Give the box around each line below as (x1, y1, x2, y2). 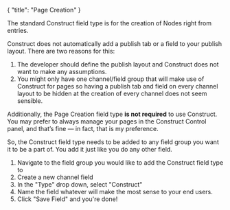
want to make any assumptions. (16, 68, 107, 75)
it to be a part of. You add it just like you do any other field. (7, 145, 173, 153)
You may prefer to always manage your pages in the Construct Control (7, 117, 207, 126)
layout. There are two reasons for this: (7, 47, 115, 55)
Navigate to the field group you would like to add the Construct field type (16, 159, 224, 167)
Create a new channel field (16, 173, 94, 181)
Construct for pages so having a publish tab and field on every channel (16, 82, 218, 90)
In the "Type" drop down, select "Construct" (16, 180, 143, 188)
